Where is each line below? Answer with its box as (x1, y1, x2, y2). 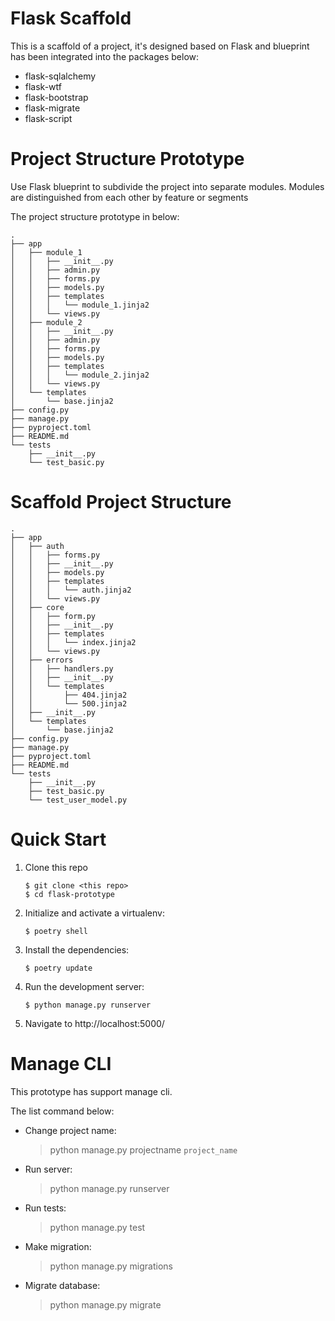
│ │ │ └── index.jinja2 (10, 637, 137, 647)
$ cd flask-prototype (24, 889, 115, 899)
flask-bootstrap (24, 91, 89, 103)
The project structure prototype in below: (10, 210, 180, 222)
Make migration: (24, 1240, 92, 1252)
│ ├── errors (10, 655, 74, 665)
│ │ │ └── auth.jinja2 (10, 585, 132, 595)
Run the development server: (24, 980, 145, 992)
